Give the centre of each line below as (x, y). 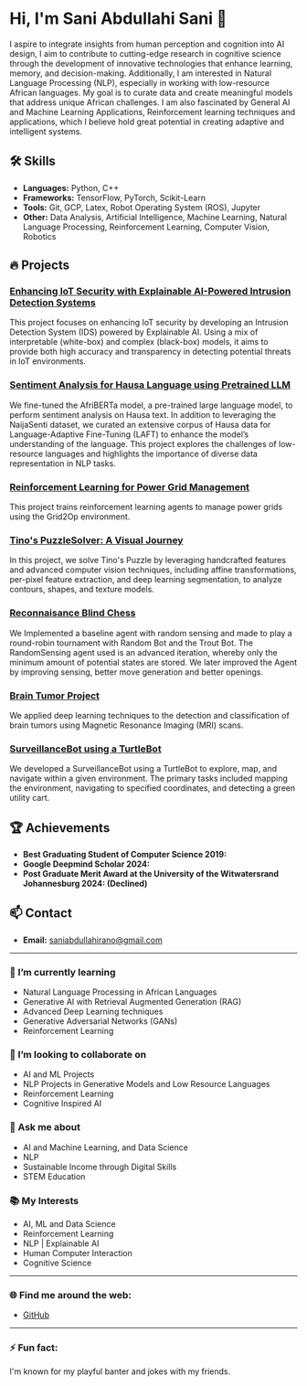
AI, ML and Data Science (69, 1224)
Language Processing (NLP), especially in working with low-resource (139, 82)
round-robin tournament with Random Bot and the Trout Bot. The (132, 643)
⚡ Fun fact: (34, 1348)
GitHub (36, 1315)
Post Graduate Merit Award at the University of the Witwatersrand (151, 874)
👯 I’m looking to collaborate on (78, 1055)
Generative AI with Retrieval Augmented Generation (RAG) (132, 1002)
